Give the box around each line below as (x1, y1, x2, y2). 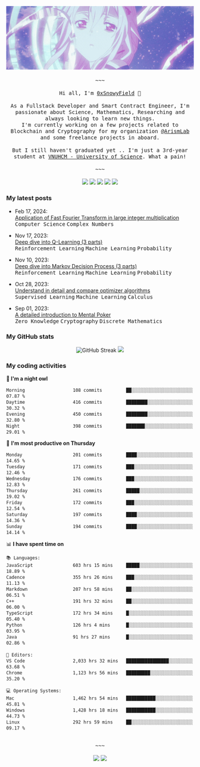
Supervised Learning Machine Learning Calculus (14, 293, 154, 300)
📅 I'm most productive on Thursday (6, 440, 95, 447)
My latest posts (6, 194, 52, 203)
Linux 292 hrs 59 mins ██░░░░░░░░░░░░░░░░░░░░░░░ (6, 719, 193, 725)
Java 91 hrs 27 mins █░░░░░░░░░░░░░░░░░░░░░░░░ (6, 634, 193, 640)
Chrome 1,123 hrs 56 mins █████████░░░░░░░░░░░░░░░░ (6, 670, 193, 676)
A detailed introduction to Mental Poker (14, 311, 111, 318)
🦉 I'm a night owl (6, 375, 48, 382)
